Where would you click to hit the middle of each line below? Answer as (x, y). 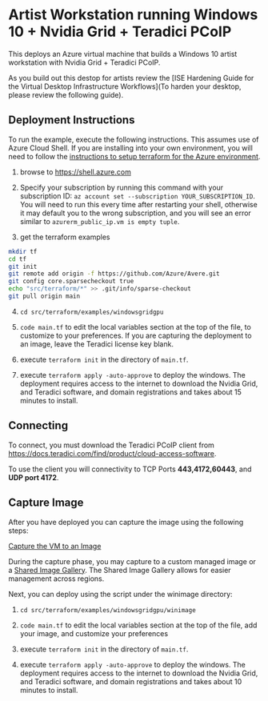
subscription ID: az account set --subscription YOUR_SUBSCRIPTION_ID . (138, 196)
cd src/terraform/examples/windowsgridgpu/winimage (108, 610)
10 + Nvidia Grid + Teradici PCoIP (120, 32)
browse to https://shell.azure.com (76, 172)
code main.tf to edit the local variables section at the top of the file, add (138, 625)
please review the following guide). (66, 94)
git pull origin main (44, 296)
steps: (18, 531)
